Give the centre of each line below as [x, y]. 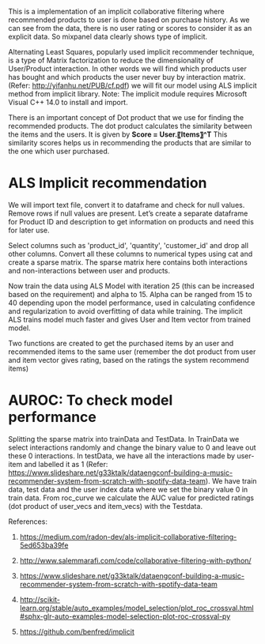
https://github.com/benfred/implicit [77, 631]
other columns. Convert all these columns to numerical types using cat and [131, 254]
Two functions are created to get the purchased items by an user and [121, 343]
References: [28, 522]
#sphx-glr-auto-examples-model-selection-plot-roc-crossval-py [125, 616]
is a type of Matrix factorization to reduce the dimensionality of [111, 60]
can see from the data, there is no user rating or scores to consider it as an [130, 28]
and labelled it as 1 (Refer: [66, 464]
